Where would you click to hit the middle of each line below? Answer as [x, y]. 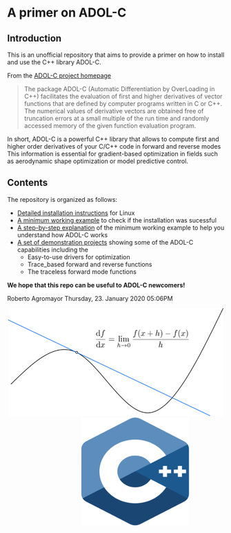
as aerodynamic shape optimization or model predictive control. [98, 161]
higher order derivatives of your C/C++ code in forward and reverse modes [114, 146]
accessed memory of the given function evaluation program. [110, 125]
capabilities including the [52, 250]
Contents [28, 183]
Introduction [34, 38]
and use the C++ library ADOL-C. [54, 62]
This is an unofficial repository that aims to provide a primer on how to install [116, 55]
